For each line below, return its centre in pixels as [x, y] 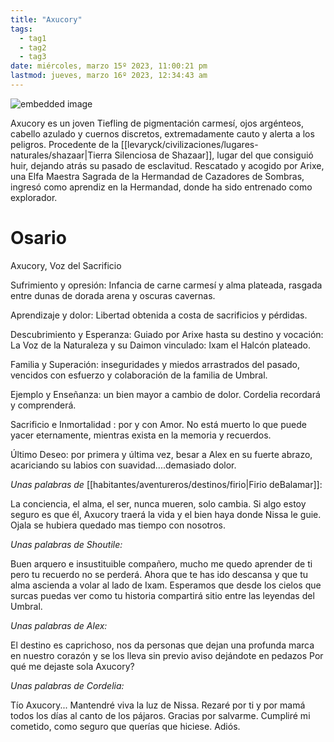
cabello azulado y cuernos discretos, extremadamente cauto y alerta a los [162, 133]
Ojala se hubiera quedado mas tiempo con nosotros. [118, 525]
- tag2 [33, 47]
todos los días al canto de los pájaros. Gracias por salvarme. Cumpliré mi [160, 715]
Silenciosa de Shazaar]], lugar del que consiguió [214, 155]
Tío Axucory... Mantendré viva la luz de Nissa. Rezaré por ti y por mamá [158, 705]
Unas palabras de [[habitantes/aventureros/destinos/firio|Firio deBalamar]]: [166, 484]
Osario [38, 238]
